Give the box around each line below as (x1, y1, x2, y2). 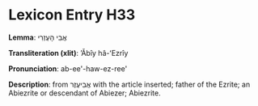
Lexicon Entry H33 (8, 6, 136, 24)
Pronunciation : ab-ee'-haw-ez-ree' (8, 63, 128, 74)
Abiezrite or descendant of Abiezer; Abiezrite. (8, 87, 161, 98)
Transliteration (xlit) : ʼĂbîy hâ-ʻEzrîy (8, 48, 129, 57)
